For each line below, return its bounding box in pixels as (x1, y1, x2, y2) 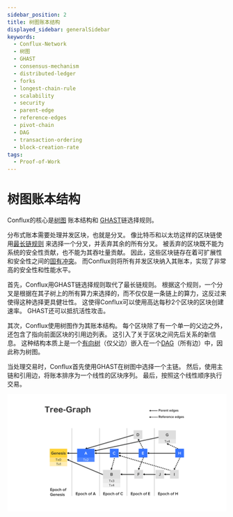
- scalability (13, 92, 54, 99)
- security (13, 100, 45, 107)
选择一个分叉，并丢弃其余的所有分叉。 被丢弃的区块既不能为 (51, 239, 224, 248)
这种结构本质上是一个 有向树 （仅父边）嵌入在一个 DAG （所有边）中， (20, 339, 217, 347)
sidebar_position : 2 (7, 11, 67, 18)
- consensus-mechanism (13, 63, 79, 70)
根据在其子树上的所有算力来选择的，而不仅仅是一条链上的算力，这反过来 (19, 290, 227, 298)
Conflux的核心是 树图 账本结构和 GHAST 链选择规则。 (7, 216, 158, 225)
